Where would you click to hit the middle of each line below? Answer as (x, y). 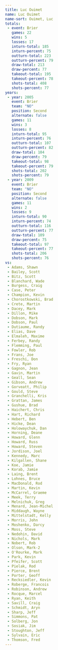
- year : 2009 (20, 180)
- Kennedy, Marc (24, 456)
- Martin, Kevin (24, 488)
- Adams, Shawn (22, 267)
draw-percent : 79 (29, 157)
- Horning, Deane (25, 433)
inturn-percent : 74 (31, 221)
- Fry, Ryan (19, 364)
